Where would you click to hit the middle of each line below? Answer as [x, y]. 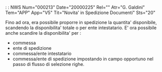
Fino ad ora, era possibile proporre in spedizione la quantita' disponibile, [81, 22]
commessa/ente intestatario [42, 53]
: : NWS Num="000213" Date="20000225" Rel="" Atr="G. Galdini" [75, 7]
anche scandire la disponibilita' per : [43, 33]
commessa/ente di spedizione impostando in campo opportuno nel [83, 59]
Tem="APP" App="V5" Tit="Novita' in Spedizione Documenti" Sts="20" [80, 13]
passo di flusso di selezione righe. [48, 64]
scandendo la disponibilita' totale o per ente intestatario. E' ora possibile [81, 28]
